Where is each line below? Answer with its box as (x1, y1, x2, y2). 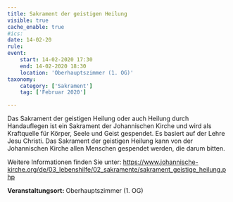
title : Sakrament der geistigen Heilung (7, 10, 128, 18)
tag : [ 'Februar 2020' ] (20, 89, 87, 96)
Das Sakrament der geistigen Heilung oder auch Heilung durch (7, 114, 189, 123)
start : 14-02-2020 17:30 (20, 56, 93, 63)
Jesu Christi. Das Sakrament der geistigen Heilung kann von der (7, 137, 194, 145)
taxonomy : (7, 75, 37, 83)
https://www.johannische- (122, 158, 199, 166)
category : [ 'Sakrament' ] (20, 82, 93, 89)
